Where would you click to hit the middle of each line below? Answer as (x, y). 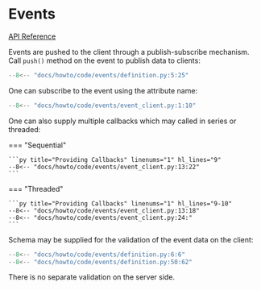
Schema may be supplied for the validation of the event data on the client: (131, 239)
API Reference (32, 36)
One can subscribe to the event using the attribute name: (103, 90)
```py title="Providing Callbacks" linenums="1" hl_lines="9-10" (120, 203)
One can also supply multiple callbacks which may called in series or (122, 121)
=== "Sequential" (37, 145)
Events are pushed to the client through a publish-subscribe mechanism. (129, 52)
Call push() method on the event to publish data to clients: (105, 60)
